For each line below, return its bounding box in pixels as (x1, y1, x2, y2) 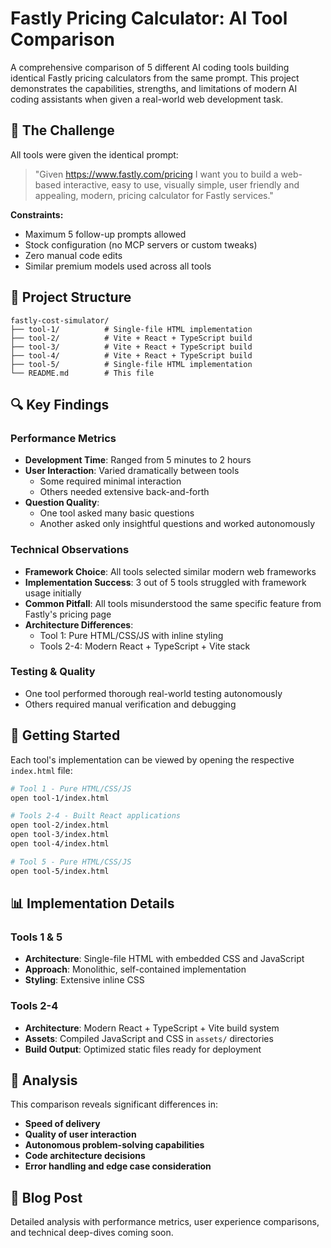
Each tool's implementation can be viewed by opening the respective (10, 753, 295, 766)
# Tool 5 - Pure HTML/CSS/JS (10, 857, 132, 867)
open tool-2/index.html (10, 820, 110, 831)
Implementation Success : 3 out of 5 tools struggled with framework (24, 576, 307, 588)
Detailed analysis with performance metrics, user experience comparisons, (10, 1216, 320, 1228)
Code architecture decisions (24, 1150, 146, 1162)
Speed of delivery (24, 1118, 101, 1130)
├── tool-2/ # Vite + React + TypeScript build (10, 333, 253, 343)
